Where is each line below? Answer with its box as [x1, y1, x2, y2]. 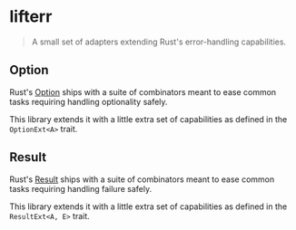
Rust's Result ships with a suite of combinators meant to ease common [9, 174, 275, 185]
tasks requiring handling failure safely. [9, 183, 153, 194]
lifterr [9, 6, 53, 27]
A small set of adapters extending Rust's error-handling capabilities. [31, 36, 287, 47]
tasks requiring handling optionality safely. [9, 96, 168, 107]
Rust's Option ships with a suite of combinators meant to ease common [9, 86, 277, 97]
